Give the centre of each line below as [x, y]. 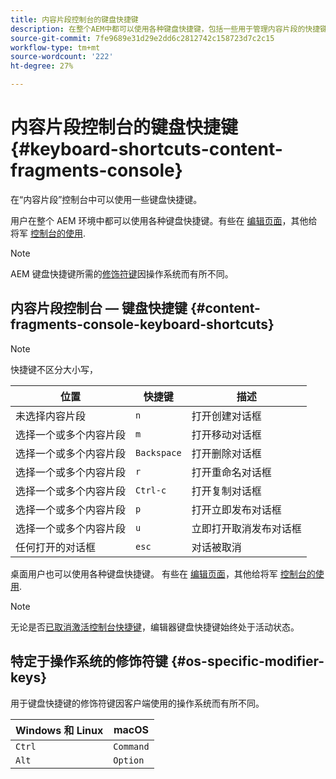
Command [131, 746]
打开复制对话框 [226, 491]
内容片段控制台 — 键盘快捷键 [99, 308]
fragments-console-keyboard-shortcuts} [142, 324]
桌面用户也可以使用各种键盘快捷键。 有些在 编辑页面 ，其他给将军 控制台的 [163, 573]
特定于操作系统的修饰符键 [89, 661]
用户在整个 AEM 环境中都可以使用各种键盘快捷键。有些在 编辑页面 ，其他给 [164, 220]
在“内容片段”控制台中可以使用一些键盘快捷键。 [106, 199]
